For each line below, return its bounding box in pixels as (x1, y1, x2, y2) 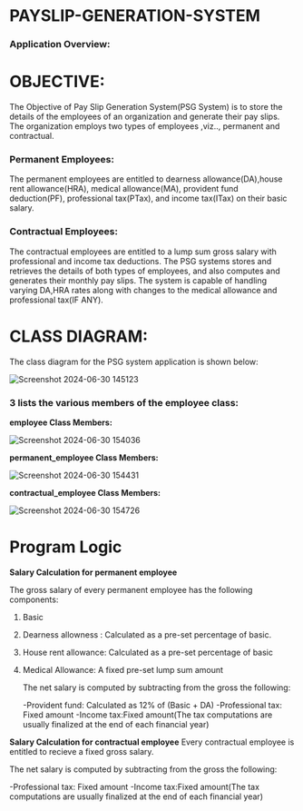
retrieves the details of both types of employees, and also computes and (9, 265, 280, 276)
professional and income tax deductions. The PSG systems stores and (9, 255, 272, 266)
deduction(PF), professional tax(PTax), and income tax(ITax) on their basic (9, 193, 288, 204)
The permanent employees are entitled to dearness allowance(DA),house (9, 173, 283, 184)
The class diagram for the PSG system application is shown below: (9, 356, 259, 367)
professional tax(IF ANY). (9, 294, 104, 305)
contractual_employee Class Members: (9, 487, 161, 498)
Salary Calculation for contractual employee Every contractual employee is (9, 737, 295, 747)
